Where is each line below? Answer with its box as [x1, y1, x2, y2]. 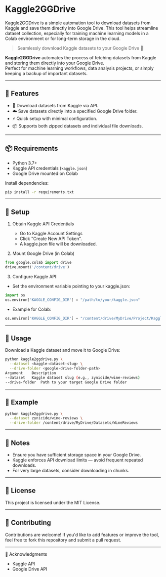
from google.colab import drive [5, 260, 72, 265]
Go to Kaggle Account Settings [19, 231, 83, 237]
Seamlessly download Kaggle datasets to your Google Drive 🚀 [17, 45, 144, 51]
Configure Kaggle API [12, 274, 57, 280]
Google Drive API [12, 566, 48, 572]
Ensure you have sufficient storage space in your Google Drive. [12, 452, 141, 457]
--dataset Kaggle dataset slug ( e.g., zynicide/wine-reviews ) [5, 375, 140, 380]
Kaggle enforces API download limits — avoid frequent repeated [12, 457, 143, 463]
